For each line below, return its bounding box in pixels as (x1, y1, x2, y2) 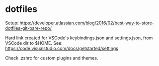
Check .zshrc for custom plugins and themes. (5, 55, 98, 61)
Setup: (5, 20, 19, 26)
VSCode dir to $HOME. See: (5, 40, 63, 46)
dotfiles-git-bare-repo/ (5, 25, 52, 31)
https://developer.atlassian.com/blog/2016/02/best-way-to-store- (19, 20, 155, 26)
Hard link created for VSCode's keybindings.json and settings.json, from (5, 35, 153, 41)
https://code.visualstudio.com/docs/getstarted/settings (5, 45, 118, 51)
